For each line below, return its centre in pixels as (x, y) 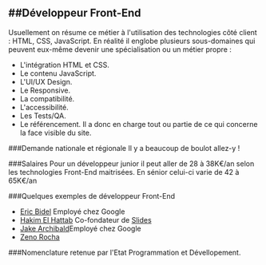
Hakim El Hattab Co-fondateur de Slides (85, 220)
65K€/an (23, 180)
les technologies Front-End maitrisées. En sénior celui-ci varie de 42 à (124, 172)
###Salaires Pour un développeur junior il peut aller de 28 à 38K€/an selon (131, 164)
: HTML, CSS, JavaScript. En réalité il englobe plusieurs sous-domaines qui (132, 41)
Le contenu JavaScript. (58, 73)
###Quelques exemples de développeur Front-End (92, 196)
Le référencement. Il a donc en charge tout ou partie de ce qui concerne (139, 124)
